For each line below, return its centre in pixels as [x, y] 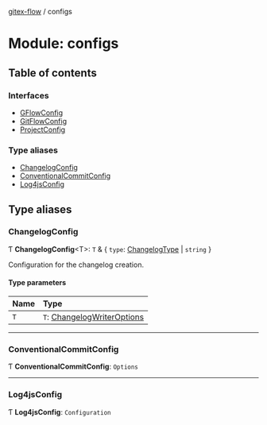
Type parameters [37, 283]
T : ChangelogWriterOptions [93, 317]
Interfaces [29, 95]
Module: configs [64, 44]
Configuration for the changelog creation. [76, 265]
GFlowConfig [41, 112]
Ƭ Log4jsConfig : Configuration [60, 411]
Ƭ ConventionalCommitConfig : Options [74, 367]
